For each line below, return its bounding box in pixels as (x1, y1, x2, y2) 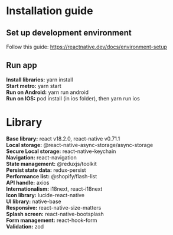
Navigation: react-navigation (6, 154, 77, 161)
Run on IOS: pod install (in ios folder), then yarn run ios (6, 94, 140, 102)
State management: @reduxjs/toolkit (6, 160, 97, 167)
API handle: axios (6, 179, 50, 186)
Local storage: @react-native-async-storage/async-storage (6, 141, 154, 148)
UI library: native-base (6, 198, 61, 205)
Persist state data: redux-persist (6, 167, 87, 174)
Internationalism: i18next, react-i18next (6, 185, 103, 192)
